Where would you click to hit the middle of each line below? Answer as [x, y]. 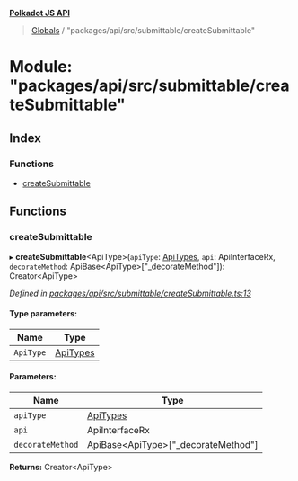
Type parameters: [44, 314]
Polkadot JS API [39, 13]
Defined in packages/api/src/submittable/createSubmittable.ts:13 [130, 293]
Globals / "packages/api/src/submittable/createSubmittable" [143, 30]
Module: [41, 67]
